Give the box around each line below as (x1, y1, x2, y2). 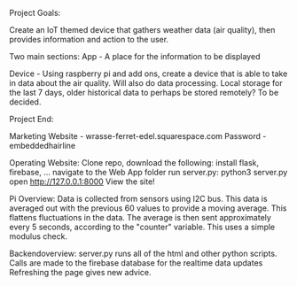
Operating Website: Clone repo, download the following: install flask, (9, 158, 260, 167)
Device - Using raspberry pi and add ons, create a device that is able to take (9, 68, 288, 79)
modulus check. (9, 231, 68, 242)
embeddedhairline (9, 141, 76, 151)
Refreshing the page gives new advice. (9, 267, 152, 277)
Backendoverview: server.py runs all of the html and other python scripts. (9, 248, 277, 259)
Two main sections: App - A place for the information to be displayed (9, 51, 261, 61)
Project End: (9, 114, 54, 124)
